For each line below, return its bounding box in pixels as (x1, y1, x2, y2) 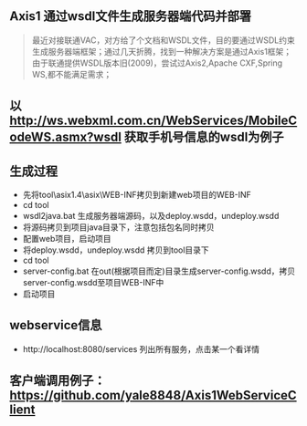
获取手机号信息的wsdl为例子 (123, 130, 285, 145)
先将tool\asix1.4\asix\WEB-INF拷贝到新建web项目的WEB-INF (22, 190, 251, 201)
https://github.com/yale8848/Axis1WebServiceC (9, 388, 297, 403)
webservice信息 (9, 317, 102, 333)
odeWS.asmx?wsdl (9, 130, 122, 145)
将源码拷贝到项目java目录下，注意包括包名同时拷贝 (22, 222, 215, 233)
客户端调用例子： (9, 373, 106, 389)
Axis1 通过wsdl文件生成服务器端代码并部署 (9, 8, 251, 25)
